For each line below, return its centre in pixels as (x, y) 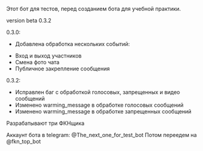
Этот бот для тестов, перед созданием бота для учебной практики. (94, 9)
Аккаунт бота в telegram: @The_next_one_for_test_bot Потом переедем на (101, 135)
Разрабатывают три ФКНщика (45, 123)
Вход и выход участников (48, 56)
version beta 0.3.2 (29, 20)
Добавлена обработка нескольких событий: (72, 44)
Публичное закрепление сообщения (62, 69)
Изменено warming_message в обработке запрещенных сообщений (103, 111)
